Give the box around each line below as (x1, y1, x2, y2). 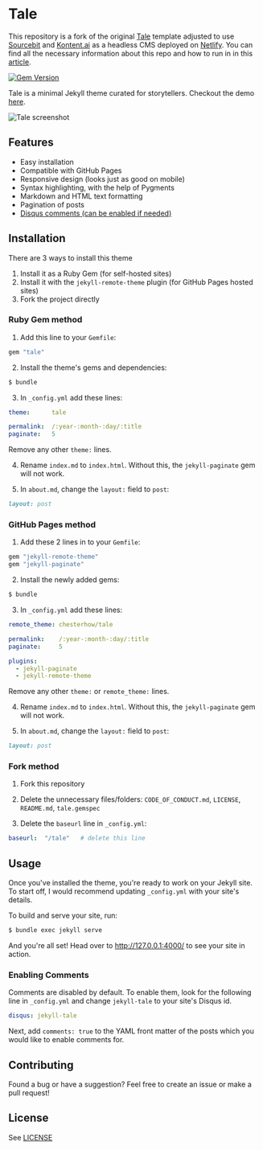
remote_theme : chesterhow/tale (8, 621, 113, 629)
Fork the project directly (19, 294, 101, 304)
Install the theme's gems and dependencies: (19, 363, 167, 372)
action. (8, 950, 31, 959)
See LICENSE (8, 1132, 53, 1142)
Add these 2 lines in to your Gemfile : (19, 537, 141, 547)
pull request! (8, 1088, 50, 1098)
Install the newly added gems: (19, 575, 120, 585)
